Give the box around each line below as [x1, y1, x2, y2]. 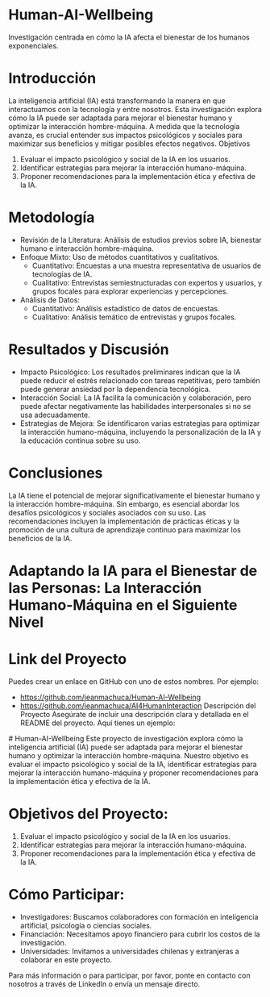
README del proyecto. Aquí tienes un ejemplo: [19, 718, 176, 728]
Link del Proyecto [8, 650, 127, 669]
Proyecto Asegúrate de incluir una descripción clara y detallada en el [19, 709, 249, 719]
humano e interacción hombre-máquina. [19, 244, 155, 253]
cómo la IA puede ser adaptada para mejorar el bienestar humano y [8, 113, 233, 123]
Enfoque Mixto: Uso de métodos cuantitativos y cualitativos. [19, 252, 220, 261]
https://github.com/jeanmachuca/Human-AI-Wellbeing [19, 692, 201, 702]
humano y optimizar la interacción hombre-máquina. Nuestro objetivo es [8, 750, 249, 760]
